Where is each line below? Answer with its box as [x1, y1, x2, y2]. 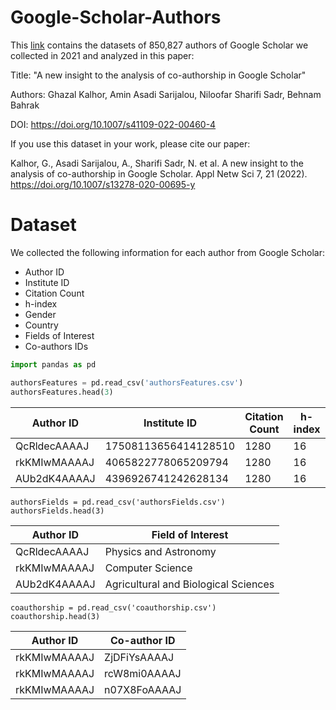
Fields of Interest [24, 329, 95, 341]
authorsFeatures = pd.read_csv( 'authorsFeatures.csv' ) [10, 377, 244, 388]
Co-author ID [109, 633, 176, 647]
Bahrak [10, 99, 40, 111]
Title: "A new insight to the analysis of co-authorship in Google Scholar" [10, 69, 307, 81]
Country [24, 319, 59, 331]
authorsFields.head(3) [10, 506, 105, 516]
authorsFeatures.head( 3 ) [10, 387, 114, 397]
